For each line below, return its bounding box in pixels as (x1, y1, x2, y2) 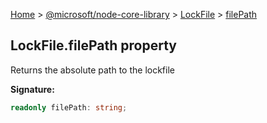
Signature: (10, 83, 55, 95)
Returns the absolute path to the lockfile (10, 64, 175, 76)
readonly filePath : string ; (10, 102, 128, 113)
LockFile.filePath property (10, 37, 177, 54)
